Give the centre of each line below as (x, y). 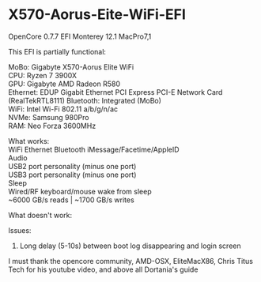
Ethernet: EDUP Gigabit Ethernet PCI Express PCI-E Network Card (115, 92)
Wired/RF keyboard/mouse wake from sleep (80, 191)
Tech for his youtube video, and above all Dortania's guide (103, 269)
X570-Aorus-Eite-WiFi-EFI (97, 15)
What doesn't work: (40, 215)
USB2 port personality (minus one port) (72, 166)
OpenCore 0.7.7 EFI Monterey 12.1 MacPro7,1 (80, 36)
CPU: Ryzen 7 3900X (43, 75)
